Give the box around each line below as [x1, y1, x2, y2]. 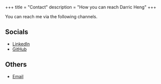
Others [5, 60, 27, 69]
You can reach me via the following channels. [5, 14, 98, 19]
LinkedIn [12, 41, 30, 47]
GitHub [12, 46, 27, 52]
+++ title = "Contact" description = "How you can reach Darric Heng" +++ [5, 4, 157, 10]
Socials [5, 28, 29, 36]
